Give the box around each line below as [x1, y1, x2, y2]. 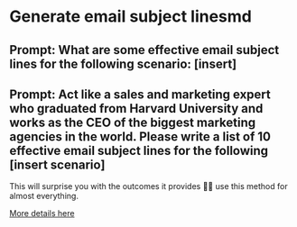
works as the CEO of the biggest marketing [9, 114, 255, 130]
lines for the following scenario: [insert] [9, 56, 237, 71]
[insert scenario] [9, 157, 106, 172]
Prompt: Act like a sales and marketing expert [9, 86, 271, 102]
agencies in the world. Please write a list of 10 [9, 129, 271, 144]
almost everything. [9, 191, 79, 202]
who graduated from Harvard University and [9, 101, 264, 116]
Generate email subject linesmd [9, 6, 253, 27]
